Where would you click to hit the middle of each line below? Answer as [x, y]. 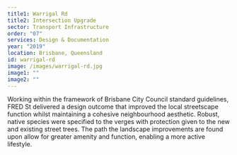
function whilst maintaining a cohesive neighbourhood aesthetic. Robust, [114, 114]
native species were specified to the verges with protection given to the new [118, 122]
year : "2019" [27, 46]
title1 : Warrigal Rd [38, 14]
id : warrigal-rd [31, 60]
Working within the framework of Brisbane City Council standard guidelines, [118, 99]
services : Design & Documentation [58, 40]
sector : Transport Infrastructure [58, 27]
